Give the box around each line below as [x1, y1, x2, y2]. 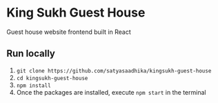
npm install [16, 82, 51, 89]
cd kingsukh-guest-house [16, 75, 88, 82]
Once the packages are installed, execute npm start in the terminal [16, 88, 206, 96]
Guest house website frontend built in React [6, 28, 132, 36]
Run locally [6, 48, 56, 59]
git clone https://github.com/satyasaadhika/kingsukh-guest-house [16, 67, 212, 74]
